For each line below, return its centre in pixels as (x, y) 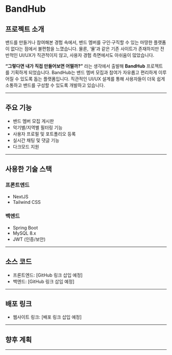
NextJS (20, 196)
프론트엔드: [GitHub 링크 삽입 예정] (48, 275)
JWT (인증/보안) (29, 239)
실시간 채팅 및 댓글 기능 (36, 140)
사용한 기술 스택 (29, 169)
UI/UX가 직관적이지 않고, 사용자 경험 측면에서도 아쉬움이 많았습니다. (87, 55)
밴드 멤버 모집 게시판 (33, 121)
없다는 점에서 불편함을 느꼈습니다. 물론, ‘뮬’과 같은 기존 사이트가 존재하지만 (85, 49)
